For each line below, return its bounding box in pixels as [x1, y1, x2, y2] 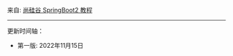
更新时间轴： [7, 27, 44, 35]
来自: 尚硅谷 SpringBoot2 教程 [7, 6, 93, 14]
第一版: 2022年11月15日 [17, 42, 84, 49]
